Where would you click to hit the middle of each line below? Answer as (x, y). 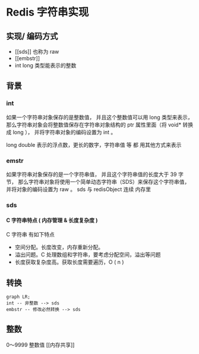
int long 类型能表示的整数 (45, 65)
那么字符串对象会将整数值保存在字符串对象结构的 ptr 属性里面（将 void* (94, 124)
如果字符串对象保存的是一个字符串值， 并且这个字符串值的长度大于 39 (91, 174)
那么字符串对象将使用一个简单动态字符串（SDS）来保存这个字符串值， (104, 181)
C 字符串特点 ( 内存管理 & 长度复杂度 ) (52, 220)
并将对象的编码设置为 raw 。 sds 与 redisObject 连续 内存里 (79, 189)
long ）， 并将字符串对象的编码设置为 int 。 (64, 132)
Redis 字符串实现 (48, 12)
